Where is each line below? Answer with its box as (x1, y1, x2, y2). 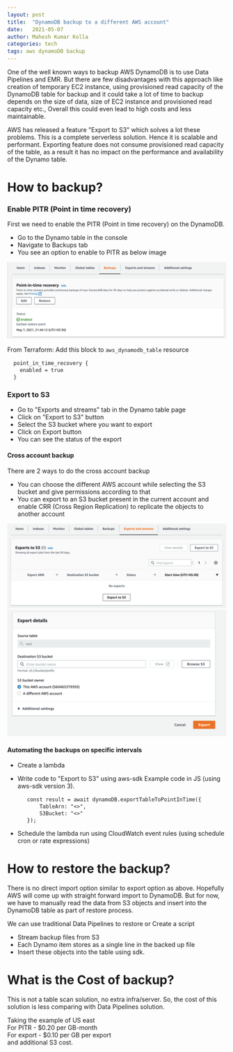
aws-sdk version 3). (17, 782, 75, 791)
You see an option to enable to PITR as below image (17, 248, 167, 257)
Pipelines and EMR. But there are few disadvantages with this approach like (7, 75, 224, 83)
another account (17, 510, 65, 518)
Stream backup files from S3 (17, 933, 99, 941)
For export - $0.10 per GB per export (7, 1031, 111, 1039)
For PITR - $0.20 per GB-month (7, 1023, 97, 1032)
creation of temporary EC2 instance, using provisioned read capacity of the (7, 83, 224, 90)
